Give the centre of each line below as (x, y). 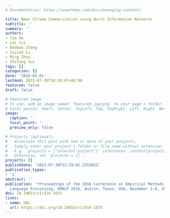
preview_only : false (31, 128)
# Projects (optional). (30, 137)
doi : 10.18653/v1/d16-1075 (34, 194)
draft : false (19, 90)
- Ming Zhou (18, 57)
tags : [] (14, 67)
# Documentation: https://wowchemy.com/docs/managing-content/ (73, 10)
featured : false (22, 85)
